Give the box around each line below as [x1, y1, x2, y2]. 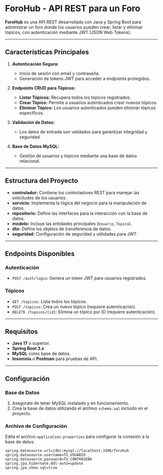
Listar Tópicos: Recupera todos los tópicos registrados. [19, 94, 131, 100]
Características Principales [5, 48, 89, 56]
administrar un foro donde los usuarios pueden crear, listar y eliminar [5, 24, 143, 30]
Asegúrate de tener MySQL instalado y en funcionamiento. [12, 400, 130, 406]
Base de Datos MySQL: [12, 143, 60, 149]
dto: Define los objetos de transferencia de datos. [12, 226, 112, 232]
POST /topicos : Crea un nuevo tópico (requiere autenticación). [12, 304, 137, 310]
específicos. [19, 110, 44, 116]
